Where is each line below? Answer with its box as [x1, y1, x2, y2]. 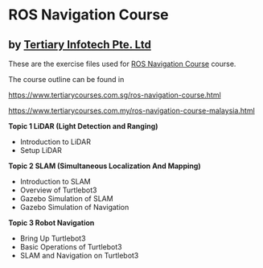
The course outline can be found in [8, 75, 125, 84]
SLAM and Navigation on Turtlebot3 [19, 251, 139, 260]
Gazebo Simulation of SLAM [19, 194, 114, 203]
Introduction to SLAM [19, 177, 91, 186]
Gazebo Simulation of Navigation [19, 203, 129, 212]
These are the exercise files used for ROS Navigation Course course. [8, 59, 236, 68]
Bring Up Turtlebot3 [19, 233, 86, 243]
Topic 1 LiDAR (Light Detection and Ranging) [8, 122, 158, 130]
